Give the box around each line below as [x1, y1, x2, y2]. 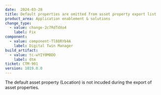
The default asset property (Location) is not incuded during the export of [5, 79, 152, 85]
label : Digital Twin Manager [14, 43, 73, 48]
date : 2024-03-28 [5, 7, 43, 12]
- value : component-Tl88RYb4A [9, 39, 71, 44]
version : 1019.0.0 [5, 66, 43, 71]
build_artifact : [5, 48, 38, 53]
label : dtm [14, 57, 36, 62]
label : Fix [14, 30, 36, 35]
